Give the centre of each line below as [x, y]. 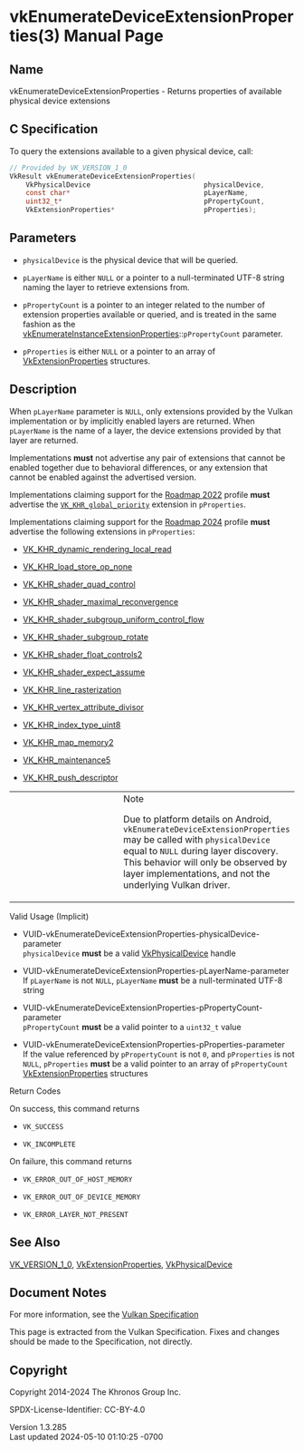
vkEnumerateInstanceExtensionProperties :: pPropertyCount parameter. [152, 334]
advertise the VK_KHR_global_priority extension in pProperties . [128, 504]
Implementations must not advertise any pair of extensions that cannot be [147, 458]
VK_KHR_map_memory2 [68, 742]
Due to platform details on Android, [197, 819]
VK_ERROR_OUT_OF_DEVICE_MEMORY [81, 1197]
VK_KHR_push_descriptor [70, 777]
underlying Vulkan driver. [177, 884]
